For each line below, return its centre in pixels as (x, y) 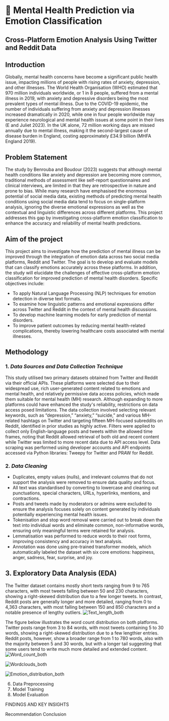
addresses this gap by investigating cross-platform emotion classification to (84, 218)
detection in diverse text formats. (47, 299)
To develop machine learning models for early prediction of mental (82, 315)
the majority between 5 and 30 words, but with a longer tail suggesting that (83, 644)
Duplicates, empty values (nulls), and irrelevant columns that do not (83, 477)
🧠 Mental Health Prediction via (70, 10)
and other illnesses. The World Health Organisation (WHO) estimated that (81, 87)
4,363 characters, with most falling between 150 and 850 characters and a (83, 607)
